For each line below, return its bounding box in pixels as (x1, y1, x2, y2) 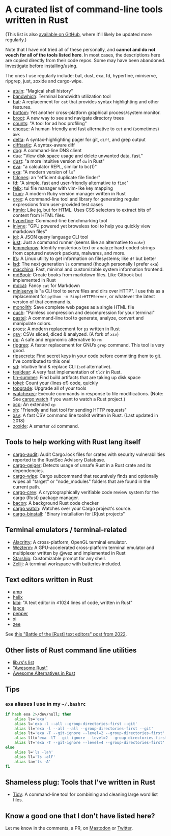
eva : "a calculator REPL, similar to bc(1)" (12, 163, 97, 169)
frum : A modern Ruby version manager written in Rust (12, 190, 126, 196)
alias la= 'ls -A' (14, 759, 51, 764)
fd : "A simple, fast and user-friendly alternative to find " (12, 180, 129, 186)
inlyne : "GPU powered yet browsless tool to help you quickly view (12, 223, 151, 229)
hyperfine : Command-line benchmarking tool (12, 217, 107, 223)
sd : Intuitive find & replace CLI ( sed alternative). (12, 363, 112, 369)
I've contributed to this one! (12, 358, 71, 364)
